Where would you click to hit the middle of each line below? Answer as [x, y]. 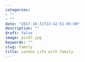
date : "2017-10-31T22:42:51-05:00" [43, 24]
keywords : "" [19, 42]
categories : [18, 10]
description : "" [22, 28]
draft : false [19, 33]
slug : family [19, 47]
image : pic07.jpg [24, 38]
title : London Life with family [39, 51]
